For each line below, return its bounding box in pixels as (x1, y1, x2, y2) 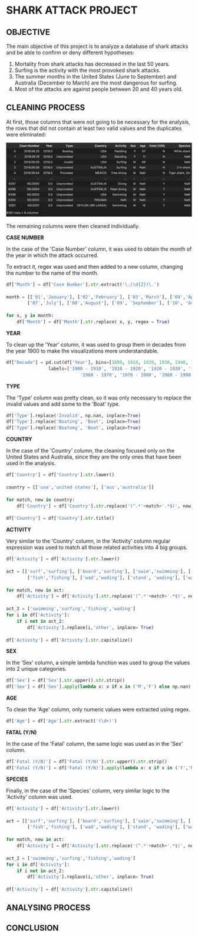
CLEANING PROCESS (6, 103, 85, 113)
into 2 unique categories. (6, 665, 67, 672)
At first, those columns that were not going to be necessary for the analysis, (6, 118, 190, 125)
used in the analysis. (6, 460, 56, 467)
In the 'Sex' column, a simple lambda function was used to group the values (6, 659, 190, 666)
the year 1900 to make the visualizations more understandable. (6, 347, 159, 354)
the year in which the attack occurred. (6, 252, 99, 259)
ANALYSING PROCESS (6, 903, 91, 913)
